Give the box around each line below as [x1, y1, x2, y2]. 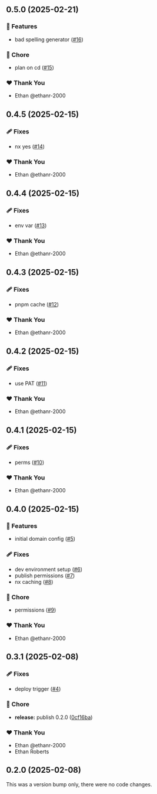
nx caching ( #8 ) [14, 579, 54, 586]
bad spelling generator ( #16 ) [14, 35, 83, 43]
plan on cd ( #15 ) [14, 64, 55, 71]
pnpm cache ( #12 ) [14, 300, 59, 308]
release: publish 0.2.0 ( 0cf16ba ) [14, 714, 93, 721]
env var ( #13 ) [14, 221, 47, 229]
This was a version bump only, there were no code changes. [6, 780, 152, 788]
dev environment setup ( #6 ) [14, 566, 83, 573]
